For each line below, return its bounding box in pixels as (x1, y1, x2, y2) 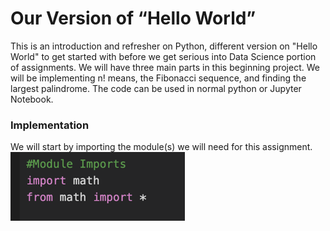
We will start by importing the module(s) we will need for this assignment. (10, 141, 313, 153)
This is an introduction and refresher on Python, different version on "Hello (10, 40, 318, 52)
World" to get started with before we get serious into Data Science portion (10, 50, 317, 62)
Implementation (10, 118, 90, 132)
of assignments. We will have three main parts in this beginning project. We (10, 61, 320, 73)
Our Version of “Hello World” (10, 7, 257, 30)
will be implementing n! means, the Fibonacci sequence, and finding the (10, 72, 307, 84)
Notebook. (10, 93, 54, 105)
